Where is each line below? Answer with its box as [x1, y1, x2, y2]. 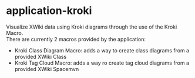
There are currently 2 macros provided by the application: [6, 36, 146, 42]
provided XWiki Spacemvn [14, 65, 79, 72]
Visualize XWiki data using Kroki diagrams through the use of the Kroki [6, 23, 177, 30]
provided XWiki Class [14, 53, 67, 60]
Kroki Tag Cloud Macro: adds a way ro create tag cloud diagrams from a [14, 59, 190, 66]
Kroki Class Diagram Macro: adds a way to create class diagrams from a [14, 47, 190, 54]
